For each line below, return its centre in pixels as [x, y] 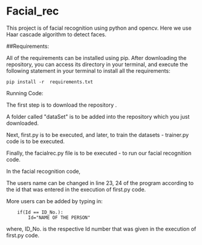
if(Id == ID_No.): [40, 212]
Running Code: [25, 93]
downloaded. [23, 123]
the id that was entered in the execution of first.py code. [76, 189]
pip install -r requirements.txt [50, 82]
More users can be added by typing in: [54, 201]
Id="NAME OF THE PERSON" [59, 217]
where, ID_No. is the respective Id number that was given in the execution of [101, 229]
